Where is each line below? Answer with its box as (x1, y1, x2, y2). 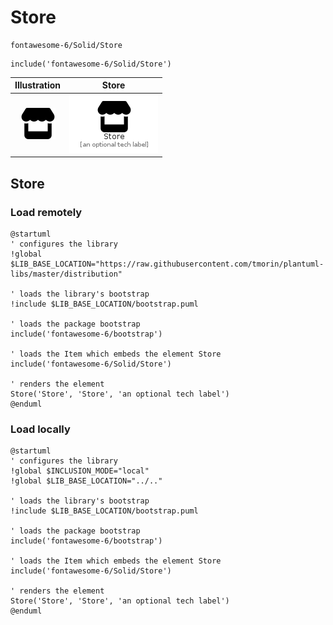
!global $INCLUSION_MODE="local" (10, 466, 150, 476)
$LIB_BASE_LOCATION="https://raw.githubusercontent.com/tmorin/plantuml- (10, 259, 325, 269)
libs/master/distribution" (10, 269, 123, 279)
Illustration (14, 79, 62, 91)
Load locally (10, 422, 71, 436)
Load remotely (10, 205, 83, 219)
